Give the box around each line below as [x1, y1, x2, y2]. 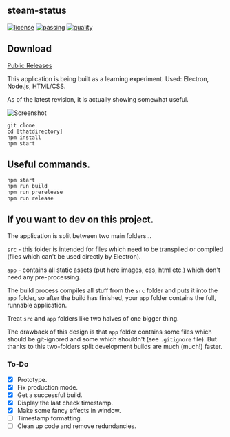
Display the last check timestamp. [17, 398, 114, 407]
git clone [7, 122, 36, 129]
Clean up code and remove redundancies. [17, 422, 136, 430]
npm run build [7, 183, 48, 190]
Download [7, 43, 52, 55]
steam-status [7, 5, 67, 17]
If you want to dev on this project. [7, 213, 154, 225]
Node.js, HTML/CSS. [7, 82, 66, 90]
